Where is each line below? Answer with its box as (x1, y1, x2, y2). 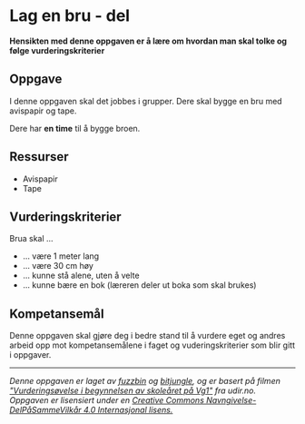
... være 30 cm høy (22, 261, 93, 271)
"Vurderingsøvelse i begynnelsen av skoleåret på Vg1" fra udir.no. (9, 385, 257, 396)
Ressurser (9, 149, 70, 164)
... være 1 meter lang (22, 251, 100, 261)
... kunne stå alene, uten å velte (22, 270, 140, 281)
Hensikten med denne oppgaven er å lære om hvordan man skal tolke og (9, 35, 288, 46)
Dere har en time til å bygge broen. (9, 123, 141, 133)
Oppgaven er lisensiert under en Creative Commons (9, 395, 204, 406)
